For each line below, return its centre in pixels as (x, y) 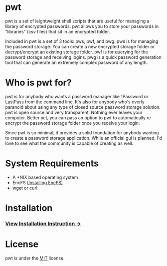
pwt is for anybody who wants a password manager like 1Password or (77, 96)
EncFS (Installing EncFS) (38, 182)
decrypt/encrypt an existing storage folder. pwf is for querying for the (77, 52)
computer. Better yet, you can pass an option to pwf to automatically (76, 118)
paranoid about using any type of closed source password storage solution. (83, 107)
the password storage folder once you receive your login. (81, 123)
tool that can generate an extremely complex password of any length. (77, 62)
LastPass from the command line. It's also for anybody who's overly (75, 102)
